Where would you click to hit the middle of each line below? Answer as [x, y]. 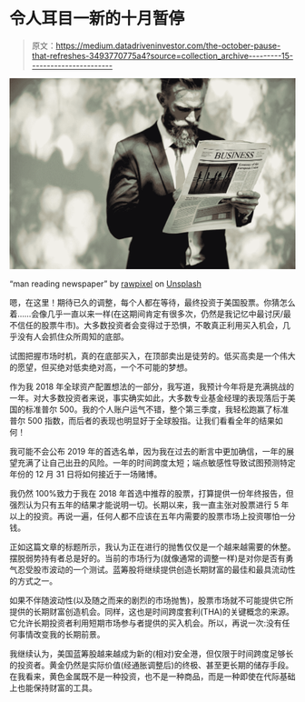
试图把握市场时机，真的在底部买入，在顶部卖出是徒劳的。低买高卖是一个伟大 [152, 356]
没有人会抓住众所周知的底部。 [73, 336]
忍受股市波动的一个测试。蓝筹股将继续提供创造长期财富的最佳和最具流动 [152, 570]
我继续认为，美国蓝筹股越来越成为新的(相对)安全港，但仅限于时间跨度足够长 [152, 654]
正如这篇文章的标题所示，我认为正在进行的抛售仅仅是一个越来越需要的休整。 [152, 547]
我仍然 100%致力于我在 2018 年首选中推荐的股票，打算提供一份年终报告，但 [152, 494]
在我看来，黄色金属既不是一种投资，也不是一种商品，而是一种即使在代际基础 [152, 677]
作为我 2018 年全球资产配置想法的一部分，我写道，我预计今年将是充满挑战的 [152, 386]
